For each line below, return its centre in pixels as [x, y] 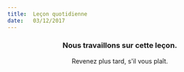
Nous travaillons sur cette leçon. [120, 46]
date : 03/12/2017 [36, 21]
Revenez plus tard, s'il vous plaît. [120, 61]
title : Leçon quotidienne [47, 14]
